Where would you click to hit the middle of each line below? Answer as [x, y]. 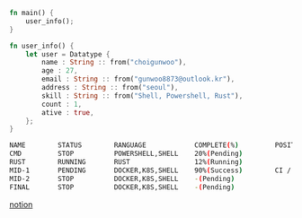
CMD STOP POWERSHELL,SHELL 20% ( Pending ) [126, 154]
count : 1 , [62, 104]
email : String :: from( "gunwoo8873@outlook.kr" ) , [138, 79]
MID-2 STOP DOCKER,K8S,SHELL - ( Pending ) [122, 179]
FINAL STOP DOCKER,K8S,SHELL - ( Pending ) [122, 187]
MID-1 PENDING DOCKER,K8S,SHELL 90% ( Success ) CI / [151, 170]
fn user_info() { [42, 46]
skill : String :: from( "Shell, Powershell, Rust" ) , [142, 96]
